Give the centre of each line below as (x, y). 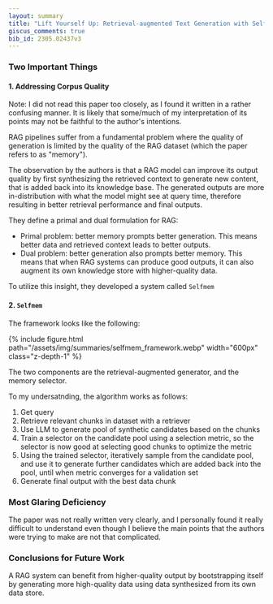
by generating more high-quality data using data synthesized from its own (132, 585)
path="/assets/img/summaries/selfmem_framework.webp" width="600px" (133, 347)
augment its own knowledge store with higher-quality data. (119, 271)
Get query (37, 412)
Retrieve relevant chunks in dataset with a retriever (105, 421)
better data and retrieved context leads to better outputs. (115, 245)
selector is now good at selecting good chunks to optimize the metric (136, 447)
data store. (26, 593)
